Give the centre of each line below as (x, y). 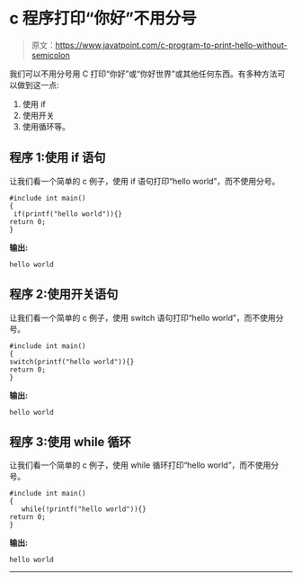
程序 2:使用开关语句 (64, 295)
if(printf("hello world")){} (68, 214)
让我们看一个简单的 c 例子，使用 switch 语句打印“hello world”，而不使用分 (147, 318)
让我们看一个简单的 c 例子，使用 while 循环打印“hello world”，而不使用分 (144, 465)
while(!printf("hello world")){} (84, 509)
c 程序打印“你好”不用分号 (103, 18)
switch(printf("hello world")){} (72, 362)
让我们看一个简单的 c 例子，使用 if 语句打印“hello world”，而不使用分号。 (145, 181)
